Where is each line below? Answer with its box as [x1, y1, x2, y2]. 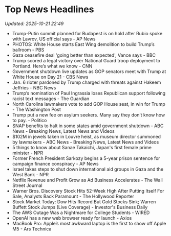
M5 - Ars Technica [12, 226, 52, 232]
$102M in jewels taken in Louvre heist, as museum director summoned [12, 133, 161, 139]
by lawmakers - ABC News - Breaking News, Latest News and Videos [12, 139, 159, 145]
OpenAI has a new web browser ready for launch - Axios [12, 215, 132, 221]
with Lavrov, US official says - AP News [12, 36, 96, 42]
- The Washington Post [12, 106, 61, 112]
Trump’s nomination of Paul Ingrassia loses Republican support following [12, 90, 166, 96]
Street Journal [12, 182, 42, 188]
